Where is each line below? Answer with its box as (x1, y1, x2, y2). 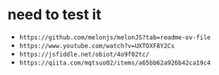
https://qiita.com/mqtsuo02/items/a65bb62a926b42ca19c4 (19, 58, 211, 67)
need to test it (7, 6, 101, 24)
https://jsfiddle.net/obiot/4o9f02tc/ (19, 50, 150, 58)
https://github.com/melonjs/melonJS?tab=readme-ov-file (19, 34, 211, 41)
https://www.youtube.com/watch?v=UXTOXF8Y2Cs (19, 41, 175, 49)
